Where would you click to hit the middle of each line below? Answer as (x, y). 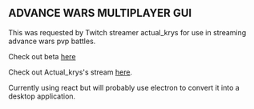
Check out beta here (42, 56)
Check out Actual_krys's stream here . (71, 72)
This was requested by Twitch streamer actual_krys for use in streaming (127, 32)
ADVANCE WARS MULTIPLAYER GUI (100, 13)
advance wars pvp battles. (52, 41)
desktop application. (42, 96)
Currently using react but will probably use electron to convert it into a (124, 87)
